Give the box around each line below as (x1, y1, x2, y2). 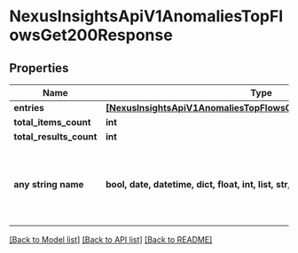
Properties (9, 60, 69, 75)
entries (13, 102, 44, 114)
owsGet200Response (9, 25, 173, 45)
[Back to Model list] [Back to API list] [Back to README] (9, 234, 213, 245)
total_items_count (13, 116, 91, 128)
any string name (13, 178, 84, 190)
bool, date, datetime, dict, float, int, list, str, (106, 178, 291, 190)
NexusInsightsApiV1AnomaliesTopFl (9, 6, 284, 27)
